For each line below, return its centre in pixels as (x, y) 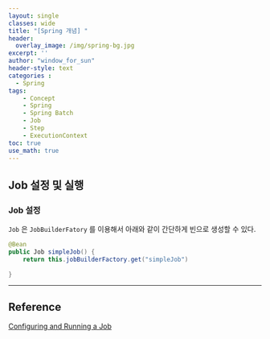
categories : (30, 76)
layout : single (34, 16)
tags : (17, 91)
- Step (34, 128)
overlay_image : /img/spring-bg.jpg (75, 46)
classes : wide (32, 23)
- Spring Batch (48, 114)
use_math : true (34, 151)
